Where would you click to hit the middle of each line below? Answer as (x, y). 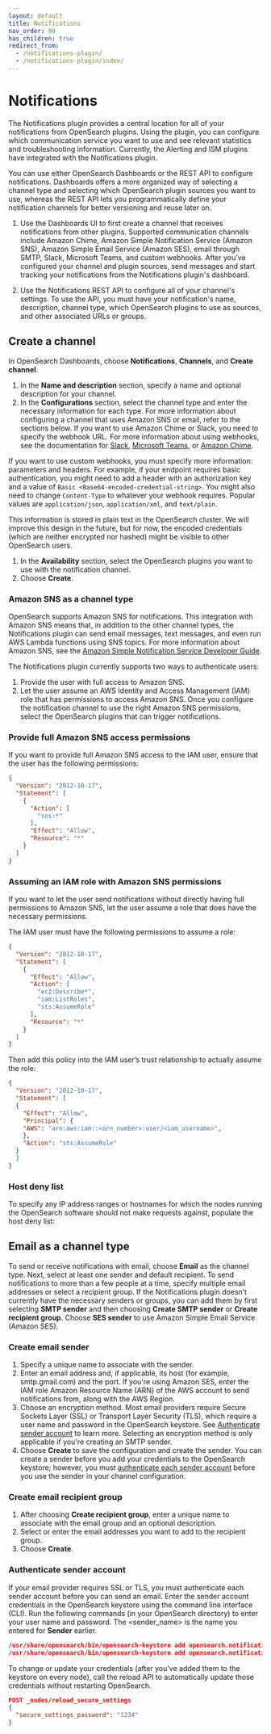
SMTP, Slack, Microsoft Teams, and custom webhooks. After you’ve (133, 257)
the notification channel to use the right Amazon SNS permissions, (130, 707)
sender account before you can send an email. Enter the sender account (129, 1596)
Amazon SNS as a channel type (71, 598)
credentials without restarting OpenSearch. (80, 1686)
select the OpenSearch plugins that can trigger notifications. (120, 716)
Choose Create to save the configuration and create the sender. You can (141, 1451)
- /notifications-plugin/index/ (70, 61)
